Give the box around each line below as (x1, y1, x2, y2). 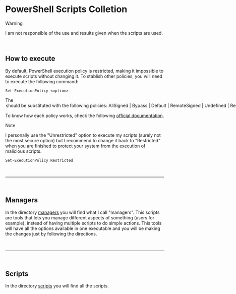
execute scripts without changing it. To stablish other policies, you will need (5, 73, 163, 79)
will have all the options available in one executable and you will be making (5, 225, 160, 231)
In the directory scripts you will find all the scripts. (5, 283, 109, 289)
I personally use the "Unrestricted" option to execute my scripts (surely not (5, 132, 161, 138)
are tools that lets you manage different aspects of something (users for (5, 214, 155, 220)
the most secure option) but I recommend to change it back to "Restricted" (5, 137, 160, 143)
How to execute (5, 54, 55, 63)
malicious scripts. (5, 148, 42, 154)
